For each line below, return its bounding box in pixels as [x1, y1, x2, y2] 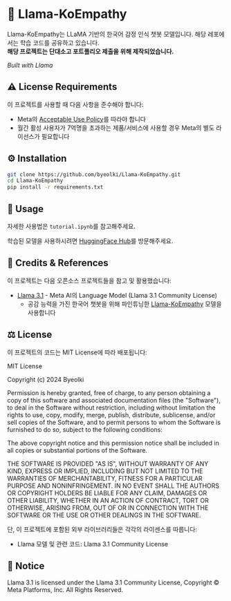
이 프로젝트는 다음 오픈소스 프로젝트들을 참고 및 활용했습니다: [7, 276, 172, 285]
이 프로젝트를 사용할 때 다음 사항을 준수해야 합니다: [7, 100, 144, 108]
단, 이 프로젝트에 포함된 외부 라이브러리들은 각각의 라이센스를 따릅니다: [7, 525, 197, 533]
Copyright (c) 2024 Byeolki [7, 375, 84, 383]
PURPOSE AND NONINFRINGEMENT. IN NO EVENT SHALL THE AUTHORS [7, 481, 220, 490]
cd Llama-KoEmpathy [7, 178, 64, 184]
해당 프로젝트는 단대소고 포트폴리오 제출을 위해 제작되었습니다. [7, 47, 174, 55]
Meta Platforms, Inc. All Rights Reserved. [7, 586, 123, 594]
